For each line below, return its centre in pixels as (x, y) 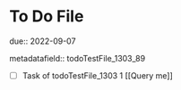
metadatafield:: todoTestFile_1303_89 (78, 58)
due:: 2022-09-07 (43, 41)
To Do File (47, 16)
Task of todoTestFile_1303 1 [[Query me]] (97, 75)
